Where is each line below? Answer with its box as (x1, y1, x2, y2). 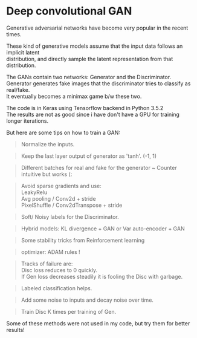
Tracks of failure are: (21, 260, 73, 267)
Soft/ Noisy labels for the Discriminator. (21, 213, 119, 220)
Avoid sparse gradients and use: (21, 182, 102, 189)
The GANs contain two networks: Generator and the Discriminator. (6, 73, 172, 80)
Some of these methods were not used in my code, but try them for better (6, 319, 190, 327)
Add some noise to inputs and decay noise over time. (21, 296, 154, 304)
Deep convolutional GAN (6, 4, 132, 18)
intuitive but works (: (21, 171, 73, 178)
